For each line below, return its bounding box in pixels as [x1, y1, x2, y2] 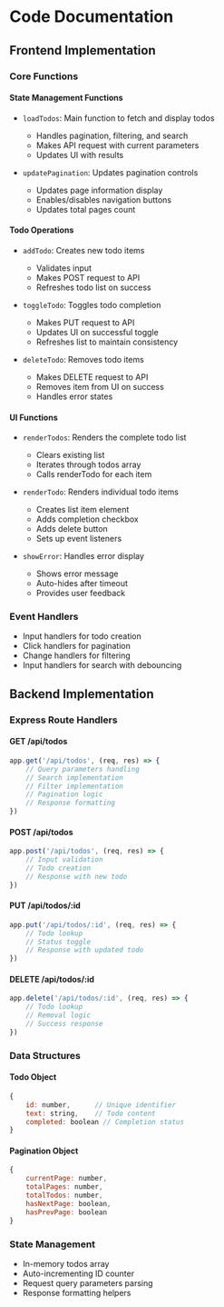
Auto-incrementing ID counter [22, 1268, 134, 1279]
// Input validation [25, 855, 103, 864]
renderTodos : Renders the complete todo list [22, 432, 187, 443]
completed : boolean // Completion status [25, 1117, 184, 1126]
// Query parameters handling [25, 764, 141, 773]
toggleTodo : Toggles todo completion [22, 299, 161, 310]
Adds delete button [35, 524, 109, 534]
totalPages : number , [25, 1182, 103, 1192]
